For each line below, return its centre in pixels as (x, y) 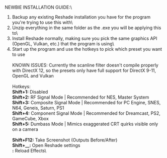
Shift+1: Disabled (30, 92)
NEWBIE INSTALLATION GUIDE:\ (38, 7)
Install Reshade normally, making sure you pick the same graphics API (85, 38)
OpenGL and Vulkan (33, 76)
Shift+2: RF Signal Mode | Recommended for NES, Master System (80, 97)
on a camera (25, 129)
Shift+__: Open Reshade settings (46, 145)
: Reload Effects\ (29, 151)
